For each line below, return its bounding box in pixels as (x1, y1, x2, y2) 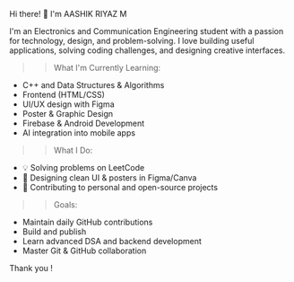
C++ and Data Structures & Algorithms (22, 80, 165, 90)
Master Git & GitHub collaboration (22, 245, 147, 256)
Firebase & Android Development (22, 118, 145, 128)
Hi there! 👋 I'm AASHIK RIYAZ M (9, 9, 127, 19)
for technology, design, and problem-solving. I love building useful (9, 36, 255, 46)
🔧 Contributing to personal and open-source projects (22, 182, 218, 192)
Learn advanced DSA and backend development (22, 236, 202, 246)
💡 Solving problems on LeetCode (22, 163, 145, 172)
